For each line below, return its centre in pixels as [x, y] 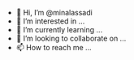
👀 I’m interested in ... [50, 21]
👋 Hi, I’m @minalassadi [54, 13]
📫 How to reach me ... [54, 47]
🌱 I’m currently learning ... [59, 30]
